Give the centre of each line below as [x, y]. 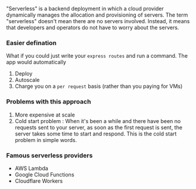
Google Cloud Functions [44, 174]
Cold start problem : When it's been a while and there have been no [98, 121]
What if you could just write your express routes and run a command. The [97, 56]
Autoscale [27, 80]
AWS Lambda [32, 168]
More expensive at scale [45, 115]
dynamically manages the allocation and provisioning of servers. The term [97, 15]
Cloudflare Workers [39, 181]
